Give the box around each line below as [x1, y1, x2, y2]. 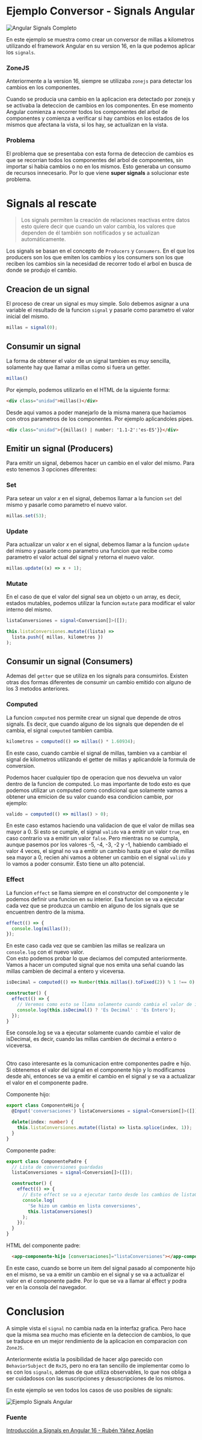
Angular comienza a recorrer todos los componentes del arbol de [6, 108, 168, 116]
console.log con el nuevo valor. [6, 948, 85, 956]
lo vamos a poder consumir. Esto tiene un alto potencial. [6, 860, 145, 867]
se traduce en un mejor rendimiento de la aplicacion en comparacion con [6, 1337, 188, 1345]
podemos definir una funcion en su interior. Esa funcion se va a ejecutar [6, 895, 185, 902]
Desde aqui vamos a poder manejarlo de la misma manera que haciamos [6, 409, 186, 416]
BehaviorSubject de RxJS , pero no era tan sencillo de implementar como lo [6, 1362, 190, 1369]
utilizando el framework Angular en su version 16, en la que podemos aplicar [6, 42, 195, 49]
